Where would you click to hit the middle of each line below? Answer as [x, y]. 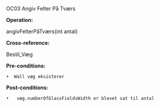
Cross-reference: [28, 43]
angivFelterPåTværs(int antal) [42, 31]
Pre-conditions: [26, 66]
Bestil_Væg [19, 54]
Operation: [20, 20]
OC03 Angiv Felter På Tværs [41, 9]
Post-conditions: [27, 87]
